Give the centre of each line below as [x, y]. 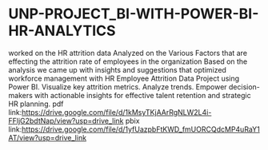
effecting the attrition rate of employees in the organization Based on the [128, 61]
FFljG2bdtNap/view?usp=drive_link [66, 120]
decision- [244, 87]
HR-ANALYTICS [62, 31]
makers [21, 95]
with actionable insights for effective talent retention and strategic [143, 95]
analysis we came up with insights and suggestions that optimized [117, 69]
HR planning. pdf [36, 104]
